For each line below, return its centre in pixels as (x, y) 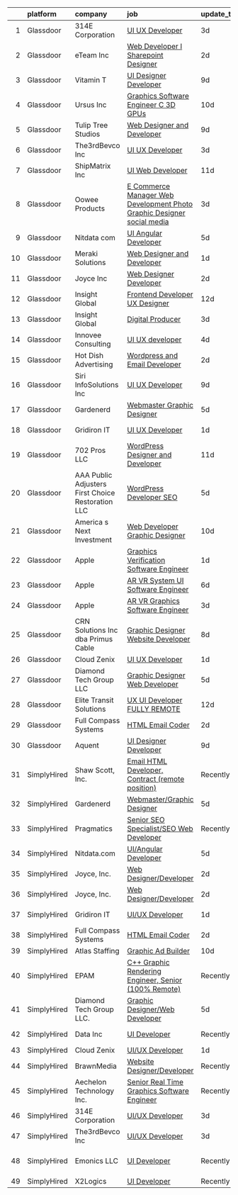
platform (42, 14)
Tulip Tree (91, 125)
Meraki (86, 253)
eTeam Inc (92, 55)
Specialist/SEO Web (160, 829)
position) (142, 788)
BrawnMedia (96, 1066)
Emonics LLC (97, 1161)
